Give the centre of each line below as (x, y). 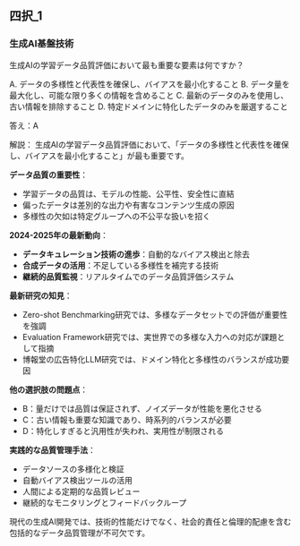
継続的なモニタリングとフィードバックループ (104, 502)
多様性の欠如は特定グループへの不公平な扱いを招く (116, 216)
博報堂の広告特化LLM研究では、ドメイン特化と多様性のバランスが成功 (152, 359)
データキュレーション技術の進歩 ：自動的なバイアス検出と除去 (136, 254)
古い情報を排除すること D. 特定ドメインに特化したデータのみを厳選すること (149, 107)
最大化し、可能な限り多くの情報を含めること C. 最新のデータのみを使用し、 (149, 95)
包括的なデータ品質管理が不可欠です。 (80, 533)
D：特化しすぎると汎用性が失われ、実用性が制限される (123, 431)
